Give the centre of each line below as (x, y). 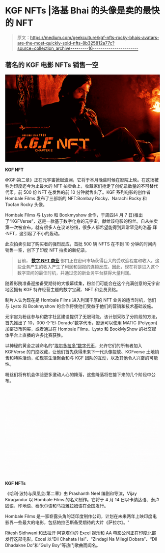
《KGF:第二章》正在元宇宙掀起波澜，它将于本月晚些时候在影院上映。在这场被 (82, 180)
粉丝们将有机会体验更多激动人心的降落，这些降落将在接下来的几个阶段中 (78, 375)
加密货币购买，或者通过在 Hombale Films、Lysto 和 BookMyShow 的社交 (79, 329)
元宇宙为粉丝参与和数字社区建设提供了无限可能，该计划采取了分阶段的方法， (82, 317)
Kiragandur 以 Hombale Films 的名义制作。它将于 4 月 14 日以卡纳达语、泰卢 (82, 499)
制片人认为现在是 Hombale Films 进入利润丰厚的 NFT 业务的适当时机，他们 (81, 300)
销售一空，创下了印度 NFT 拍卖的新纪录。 (47, 250)
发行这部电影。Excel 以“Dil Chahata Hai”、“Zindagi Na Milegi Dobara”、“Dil (81, 539)
